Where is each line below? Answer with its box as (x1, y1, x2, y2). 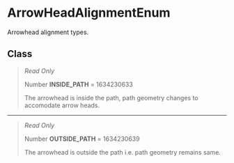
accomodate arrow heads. (24, 101, 100, 109)
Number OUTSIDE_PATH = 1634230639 (24, 134, 141, 143)
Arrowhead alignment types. (7, 28, 89, 36)
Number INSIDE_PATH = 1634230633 (24, 80, 134, 88)
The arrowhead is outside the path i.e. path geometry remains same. (24, 148, 221, 156)
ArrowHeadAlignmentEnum (7, 5, 171, 21)
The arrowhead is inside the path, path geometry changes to (24, 93, 198, 102)
